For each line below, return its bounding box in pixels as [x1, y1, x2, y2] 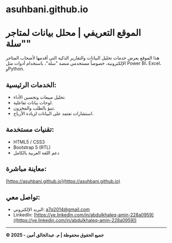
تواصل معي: [6, 193, 40, 202]
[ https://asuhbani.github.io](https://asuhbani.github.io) [6, 178, 120, 184]
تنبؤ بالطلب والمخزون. [13, 105, 56, 111]
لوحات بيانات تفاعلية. [13, 99, 53, 105]
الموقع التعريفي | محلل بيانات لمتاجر [6, 27, 141, 39]
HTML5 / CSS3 [13, 139, 45, 145]
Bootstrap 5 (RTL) [13, 144, 51, 150]
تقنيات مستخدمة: [6, 125, 54, 134]
